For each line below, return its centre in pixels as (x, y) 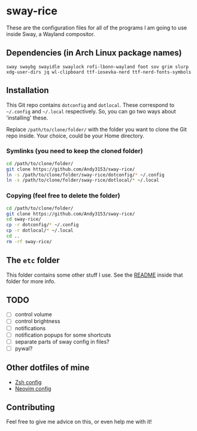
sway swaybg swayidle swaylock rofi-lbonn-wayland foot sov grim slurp (97, 67)
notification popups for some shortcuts (63, 335)
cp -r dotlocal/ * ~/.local (40, 231)
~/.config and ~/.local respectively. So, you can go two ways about (91, 111)
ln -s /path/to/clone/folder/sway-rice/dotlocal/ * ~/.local (83, 180)
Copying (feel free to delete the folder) (63, 196)
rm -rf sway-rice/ (29, 241)
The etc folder (33, 260)
